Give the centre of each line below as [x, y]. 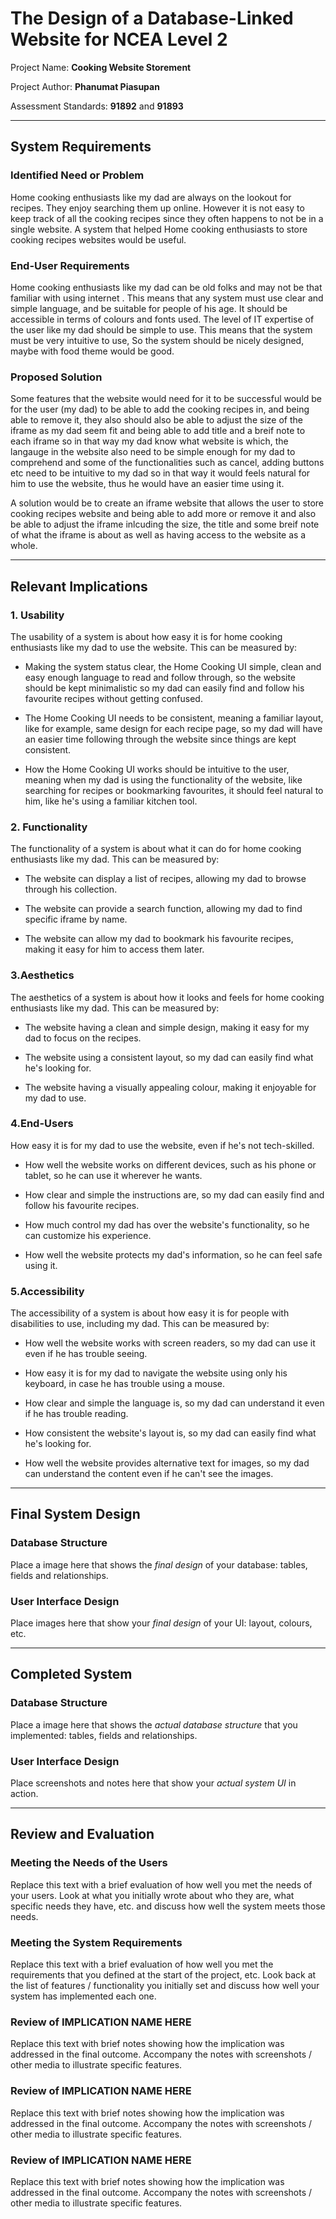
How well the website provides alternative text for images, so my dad [167, 1463]
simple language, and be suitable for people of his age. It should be [149, 308]
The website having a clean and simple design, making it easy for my [167, 1027]
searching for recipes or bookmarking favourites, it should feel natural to [174, 790]
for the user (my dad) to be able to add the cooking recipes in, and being [160, 409]
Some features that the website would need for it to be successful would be [166, 399]
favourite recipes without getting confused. [113, 698]
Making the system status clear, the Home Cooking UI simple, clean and [173, 666]
